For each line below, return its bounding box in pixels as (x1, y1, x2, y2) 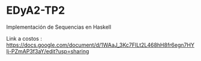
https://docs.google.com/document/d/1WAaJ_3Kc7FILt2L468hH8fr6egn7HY (6, 41, 195, 48)
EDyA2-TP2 (6, 4, 65, 17)
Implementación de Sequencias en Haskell (6, 23, 112, 30)
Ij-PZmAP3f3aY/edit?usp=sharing (6, 47, 89, 54)
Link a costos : (6, 35, 42, 42)
